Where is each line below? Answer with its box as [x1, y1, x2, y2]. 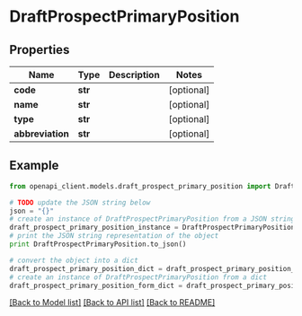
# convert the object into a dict [9, 256, 139, 265]
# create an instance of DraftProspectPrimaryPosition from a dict [9, 272, 268, 282]
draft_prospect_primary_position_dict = [9, 264, 164, 273]
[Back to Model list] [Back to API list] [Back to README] [9, 297, 216, 308]
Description [108, 69, 160, 81]
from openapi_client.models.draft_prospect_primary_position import [9, 181, 271, 190]
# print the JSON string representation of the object [9, 232, 219, 241]
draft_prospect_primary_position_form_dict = [9, 281, 182, 290]
